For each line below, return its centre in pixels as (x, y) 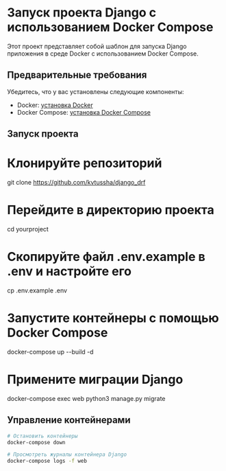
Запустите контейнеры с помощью (113, 318)
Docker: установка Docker (55, 105)
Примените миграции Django (95, 380)
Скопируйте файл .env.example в (106, 257)
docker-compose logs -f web (47, 461)
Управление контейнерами (69, 420)
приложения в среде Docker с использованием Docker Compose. (103, 54)
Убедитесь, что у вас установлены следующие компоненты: (96, 91)
